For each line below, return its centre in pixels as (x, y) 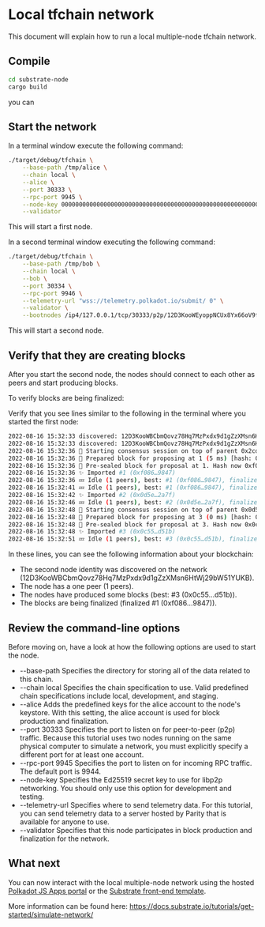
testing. (32, 797)
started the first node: (43, 422)
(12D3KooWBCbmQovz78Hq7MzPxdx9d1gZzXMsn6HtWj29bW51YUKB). (137, 578)
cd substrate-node (38, 79)
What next (34, 863)
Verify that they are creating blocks (97, 355)
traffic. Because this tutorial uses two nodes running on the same (125, 737)
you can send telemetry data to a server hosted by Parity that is (123, 813)
